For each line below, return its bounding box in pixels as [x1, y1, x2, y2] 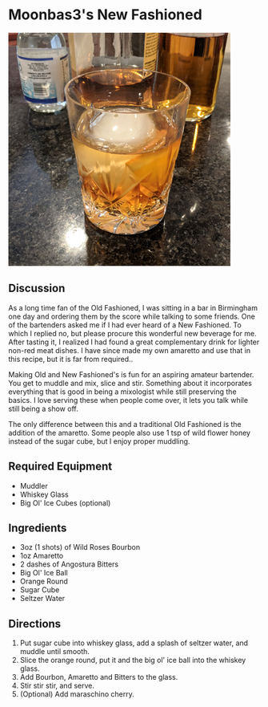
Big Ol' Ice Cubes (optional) [19, 498, 111, 507]
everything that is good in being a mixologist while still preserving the [8, 387, 238, 396]
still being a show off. [8, 404, 78, 413]
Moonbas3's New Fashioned [8, 6, 202, 24]
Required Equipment [8, 460, 113, 473]
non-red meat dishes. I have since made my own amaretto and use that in [8, 345, 250, 355]
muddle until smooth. [19, 647, 90, 656]
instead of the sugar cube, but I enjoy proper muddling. [8, 436, 190, 446]
